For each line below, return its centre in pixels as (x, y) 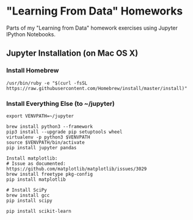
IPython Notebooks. (31, 34)
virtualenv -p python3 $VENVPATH (48, 137)
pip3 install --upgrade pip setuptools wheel (64, 132)
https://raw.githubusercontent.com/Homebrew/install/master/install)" (97, 88)
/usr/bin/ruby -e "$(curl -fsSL (47, 83)
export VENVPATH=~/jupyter (40, 116)
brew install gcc (28, 195)
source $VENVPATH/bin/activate (46, 142)
